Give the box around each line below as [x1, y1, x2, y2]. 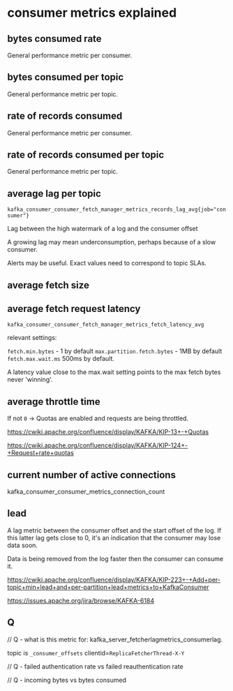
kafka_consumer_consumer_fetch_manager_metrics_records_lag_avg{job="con [7, 206, 227, 214]
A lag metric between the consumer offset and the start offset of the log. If [7, 526, 222, 535]
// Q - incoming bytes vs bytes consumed [7, 676, 127, 684]
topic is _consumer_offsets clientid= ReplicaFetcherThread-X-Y [7, 648, 185, 657]
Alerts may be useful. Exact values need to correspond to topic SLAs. [7, 259, 207, 267]
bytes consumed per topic [7, 71, 124, 83]
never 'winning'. [7, 376, 54, 384]
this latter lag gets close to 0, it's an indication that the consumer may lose [7, 533, 221, 542]
